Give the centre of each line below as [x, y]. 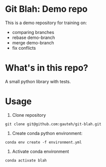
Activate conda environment [41, 151]
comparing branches [33, 32]
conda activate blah [26, 160]
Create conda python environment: [47, 133]
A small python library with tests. [38, 81]
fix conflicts [24, 48]
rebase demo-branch [33, 37]
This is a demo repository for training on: [46, 23]
